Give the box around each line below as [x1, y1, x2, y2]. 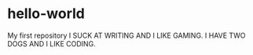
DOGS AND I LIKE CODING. [7, 38, 96, 48]
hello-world [7, 5, 86, 23]
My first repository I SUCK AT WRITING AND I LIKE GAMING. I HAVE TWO [7, 31, 246, 40]
